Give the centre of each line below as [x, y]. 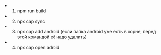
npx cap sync [31, 21]
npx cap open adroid [38, 47]
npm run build [31, 11]
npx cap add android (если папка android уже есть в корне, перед [86, 32]
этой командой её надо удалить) [52, 37]
